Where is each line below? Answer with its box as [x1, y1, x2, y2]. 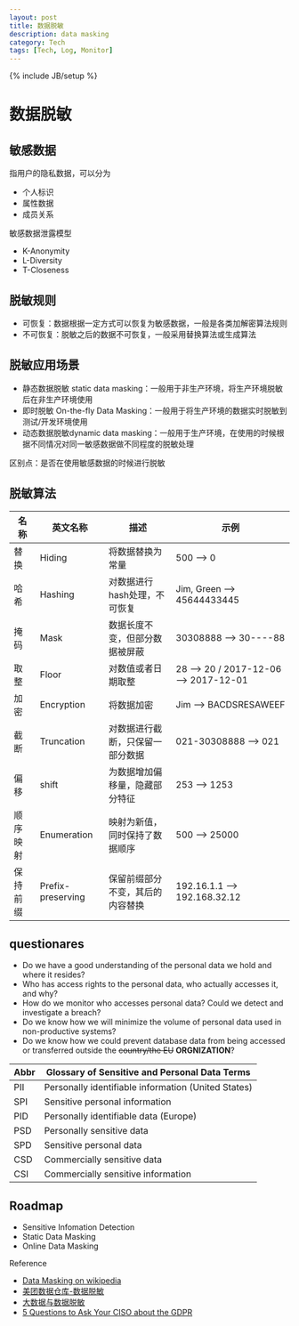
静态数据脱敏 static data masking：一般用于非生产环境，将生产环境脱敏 [21, 383, 283, 393]
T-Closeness [21, 264, 69, 276]
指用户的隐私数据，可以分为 [9, 168, 111, 179]
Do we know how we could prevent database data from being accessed [21, 1036, 286, 1047]
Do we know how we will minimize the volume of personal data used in [21, 1016, 282, 1028]
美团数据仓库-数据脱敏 [21, 1286, 105, 1297]
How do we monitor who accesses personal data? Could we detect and [21, 998, 284, 1008]
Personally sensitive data [44, 1125, 149, 1137]
